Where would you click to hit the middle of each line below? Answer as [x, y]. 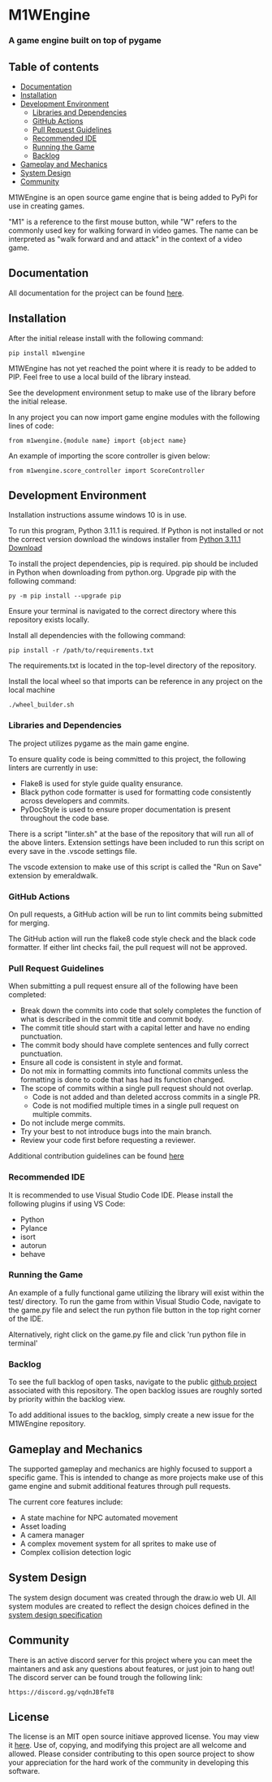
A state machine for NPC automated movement [99, 1517]
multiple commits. [62, 1114]
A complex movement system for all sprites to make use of [118, 1543]
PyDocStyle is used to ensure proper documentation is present [125, 809]
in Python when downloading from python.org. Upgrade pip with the [123, 572]
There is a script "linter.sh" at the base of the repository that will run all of [131, 834]
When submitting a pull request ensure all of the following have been [123, 986]
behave [33, 1254]
